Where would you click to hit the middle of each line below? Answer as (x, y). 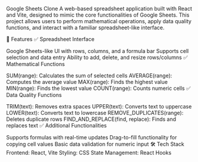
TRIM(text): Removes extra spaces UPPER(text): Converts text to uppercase (99, 106)
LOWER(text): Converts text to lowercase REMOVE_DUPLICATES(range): (95, 113)
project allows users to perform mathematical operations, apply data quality (99, 21)
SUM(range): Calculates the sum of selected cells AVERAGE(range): (89, 76)
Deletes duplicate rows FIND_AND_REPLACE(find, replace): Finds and (91, 119)
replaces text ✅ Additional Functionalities (56, 125)
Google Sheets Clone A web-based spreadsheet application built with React (99, 9)
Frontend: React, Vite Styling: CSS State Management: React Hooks (89, 152)
